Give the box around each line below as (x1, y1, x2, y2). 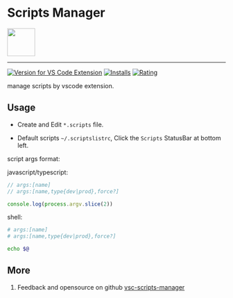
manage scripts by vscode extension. (7, 81, 114, 90)
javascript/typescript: (7, 168, 68, 176)
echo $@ (7, 245, 30, 253)
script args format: (7, 154, 60, 163)
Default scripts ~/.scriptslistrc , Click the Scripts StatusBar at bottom (17, 133, 221, 142)
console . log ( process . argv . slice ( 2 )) (7, 200, 113, 208)
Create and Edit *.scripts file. (17, 120, 104, 129)
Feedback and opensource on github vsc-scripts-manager (17, 283, 185, 291)
